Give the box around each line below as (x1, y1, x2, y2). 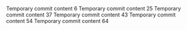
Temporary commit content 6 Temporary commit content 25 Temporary (6, 5, 181, 12)
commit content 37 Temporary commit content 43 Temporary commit (6, 11, 176, 18)
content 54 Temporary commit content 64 (6, 18, 109, 24)
